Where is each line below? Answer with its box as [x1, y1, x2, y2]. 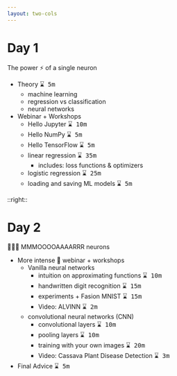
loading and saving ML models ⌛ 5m [27, 179, 133, 187]
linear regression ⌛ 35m [27, 151, 97, 160]
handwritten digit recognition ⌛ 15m [37, 282, 142, 290]
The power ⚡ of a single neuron [7, 63, 97, 71]
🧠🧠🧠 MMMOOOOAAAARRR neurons [7, 242, 110, 250]
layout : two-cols [7, 10, 58, 17]
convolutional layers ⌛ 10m [37, 320, 117, 328]
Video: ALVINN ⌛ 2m [37, 302, 99, 311]
